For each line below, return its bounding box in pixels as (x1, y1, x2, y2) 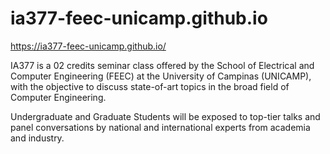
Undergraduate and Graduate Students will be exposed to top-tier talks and (10, 110, 321, 122)
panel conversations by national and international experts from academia (10, 121, 311, 133)
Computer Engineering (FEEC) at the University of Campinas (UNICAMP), (10, 70, 312, 82)
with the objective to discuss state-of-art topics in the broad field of (10, 80, 290, 92)
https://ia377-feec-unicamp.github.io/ (10, 40, 167, 52)
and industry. (10, 132, 65, 144)
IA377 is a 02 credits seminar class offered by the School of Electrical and (10, 59, 315, 71)
